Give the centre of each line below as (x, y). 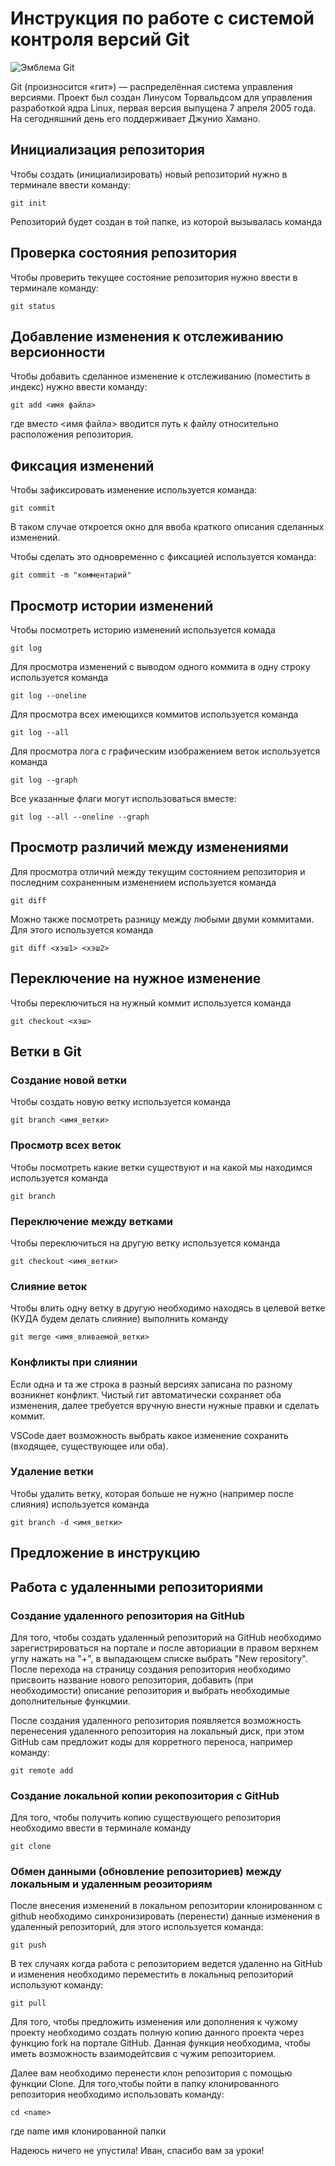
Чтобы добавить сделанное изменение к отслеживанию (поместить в (160, 376)
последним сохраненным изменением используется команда (143, 882)
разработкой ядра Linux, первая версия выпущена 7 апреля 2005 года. (163, 108)
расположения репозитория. (72, 434)
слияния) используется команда (80, 1504)
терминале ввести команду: (71, 184)
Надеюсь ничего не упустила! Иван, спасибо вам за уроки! (137, 2151)
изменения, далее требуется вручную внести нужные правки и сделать (165, 1405)
